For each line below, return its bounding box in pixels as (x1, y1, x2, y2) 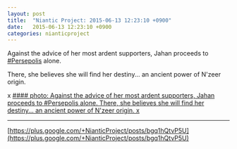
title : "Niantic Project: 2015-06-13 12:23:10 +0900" (7, 17, 172, 24)
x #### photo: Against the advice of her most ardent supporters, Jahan (7, 91, 215, 100)
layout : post (7, 10, 46, 18)
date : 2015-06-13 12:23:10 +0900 (7, 23, 112, 30)
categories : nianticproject (7, 30, 90, 37)
